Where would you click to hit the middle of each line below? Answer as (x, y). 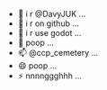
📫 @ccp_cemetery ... (58, 53)
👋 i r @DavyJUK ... (52, 14)
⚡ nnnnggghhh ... (50, 76)
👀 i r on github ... (48, 23)
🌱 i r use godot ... (49, 33)
